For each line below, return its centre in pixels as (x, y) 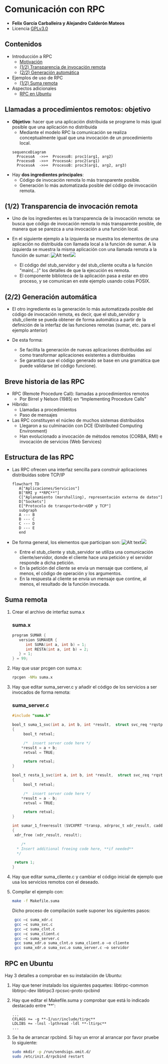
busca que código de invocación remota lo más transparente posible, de (87, 224)
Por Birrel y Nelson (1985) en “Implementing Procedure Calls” (83, 399)
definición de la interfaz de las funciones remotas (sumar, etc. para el (84, 325)
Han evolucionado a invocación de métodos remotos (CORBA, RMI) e (91, 436)
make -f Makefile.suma (36, 901)
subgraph (28, 510)
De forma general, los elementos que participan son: (66, 542)
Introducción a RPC (32, 56)
